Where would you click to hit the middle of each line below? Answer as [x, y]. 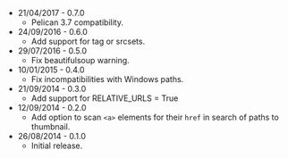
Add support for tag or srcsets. [88, 41]
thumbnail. [51, 127]
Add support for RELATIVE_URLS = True [105, 98]
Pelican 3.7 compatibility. [77, 22]
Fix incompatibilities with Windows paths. [107, 79]
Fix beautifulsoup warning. [80, 60]
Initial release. [57, 146]
